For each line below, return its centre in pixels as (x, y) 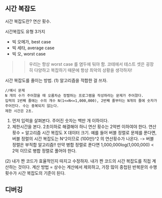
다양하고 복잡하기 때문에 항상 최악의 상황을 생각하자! (83, 70)
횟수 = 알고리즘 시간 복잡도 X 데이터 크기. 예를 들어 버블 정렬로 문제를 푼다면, (84, 132)
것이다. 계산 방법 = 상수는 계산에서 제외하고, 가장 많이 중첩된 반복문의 (83, 167)
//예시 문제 (15, 90)
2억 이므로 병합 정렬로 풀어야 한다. (44, 151)
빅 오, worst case (29, 54)
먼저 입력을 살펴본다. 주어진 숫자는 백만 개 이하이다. (60, 120)
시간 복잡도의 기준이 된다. (42, 173)
